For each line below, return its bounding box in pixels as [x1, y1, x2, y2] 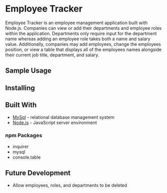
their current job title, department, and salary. [5, 51, 100, 58]
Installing [5, 84, 35, 92]
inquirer [12, 143, 29, 149]
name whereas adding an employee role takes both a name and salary [5, 36, 151, 42]
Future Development [5, 169, 71, 177]
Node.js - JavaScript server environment [12, 119, 97, 125]
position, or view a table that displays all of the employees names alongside [5, 46, 162, 52]
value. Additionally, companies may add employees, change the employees [5, 41, 161, 47]
